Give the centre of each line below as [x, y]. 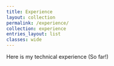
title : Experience [29, 12]
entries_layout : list [34, 34]
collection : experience [36, 28]
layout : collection [31, 17]
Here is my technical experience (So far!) [58, 57]
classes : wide [24, 40]
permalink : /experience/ [38, 23]
